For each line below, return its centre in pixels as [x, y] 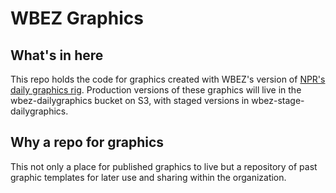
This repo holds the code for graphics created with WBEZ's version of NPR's [168, 79]
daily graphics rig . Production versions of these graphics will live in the [156, 90]
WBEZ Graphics [77, 18]
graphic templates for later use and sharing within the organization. [148, 177]
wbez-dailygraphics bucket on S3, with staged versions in [130, 100]
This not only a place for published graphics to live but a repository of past [164, 166]
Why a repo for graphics [87, 142]
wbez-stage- [278, 100]
